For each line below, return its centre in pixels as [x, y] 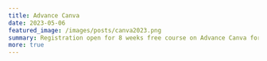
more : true [26, 45]
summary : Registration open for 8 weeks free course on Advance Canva [128, 38]
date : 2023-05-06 [37, 23]
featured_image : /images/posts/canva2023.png [85, 30]
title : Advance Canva [44, 15]
